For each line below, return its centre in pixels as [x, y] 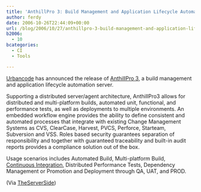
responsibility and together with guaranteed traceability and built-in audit [96, 140]
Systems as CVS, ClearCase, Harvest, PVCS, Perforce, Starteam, [86, 128]
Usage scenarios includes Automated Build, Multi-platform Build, [86, 158]
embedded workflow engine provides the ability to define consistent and [96, 115]
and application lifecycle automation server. [60, 85]
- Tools [21, 56]
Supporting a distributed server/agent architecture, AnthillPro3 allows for [96, 96]
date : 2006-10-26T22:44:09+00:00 [48, 23]
